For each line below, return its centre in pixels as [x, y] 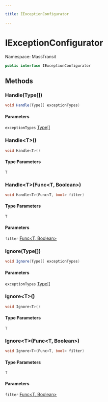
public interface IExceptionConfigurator [48, 66]
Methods [19, 81]
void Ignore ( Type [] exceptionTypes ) [42, 262]
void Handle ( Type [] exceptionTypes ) [42, 105]
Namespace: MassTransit [31, 56]
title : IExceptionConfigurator [37, 14]
